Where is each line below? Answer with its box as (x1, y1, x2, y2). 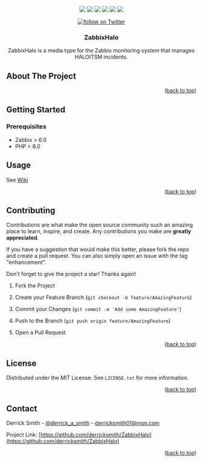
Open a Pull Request (14, 329, 66, 336)
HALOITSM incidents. (74, 53, 128, 60)
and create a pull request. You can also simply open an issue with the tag (6, 252, 188, 260)
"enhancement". (6, 258, 47, 266)
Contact (6, 403, 37, 414)
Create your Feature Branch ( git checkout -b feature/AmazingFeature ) (14, 294, 192, 301)
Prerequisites (6, 123, 46, 131)
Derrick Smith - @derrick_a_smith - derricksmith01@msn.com (6, 420, 160, 427)
